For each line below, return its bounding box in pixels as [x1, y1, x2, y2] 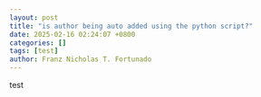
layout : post [9, 13, 59, 22]
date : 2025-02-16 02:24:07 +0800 [9, 30, 136, 39]
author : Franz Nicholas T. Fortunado [9, 55, 152, 64]
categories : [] [9, 38, 67, 48]
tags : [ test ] [9, 47, 59, 56]
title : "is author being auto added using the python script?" [9, 22, 254, 31]
